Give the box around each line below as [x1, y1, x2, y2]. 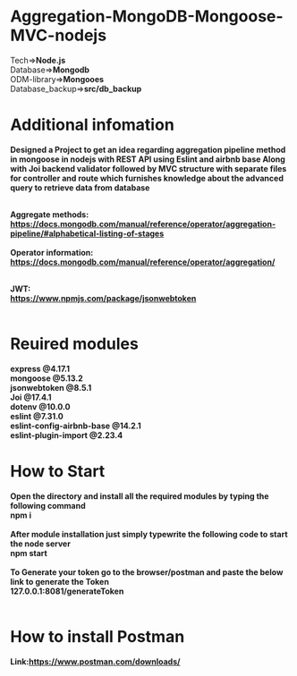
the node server [10, 538, 71, 549]
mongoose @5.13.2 [10, 373, 83, 384]
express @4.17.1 [10, 363, 71, 374]
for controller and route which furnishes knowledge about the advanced [10, 173, 284, 183]
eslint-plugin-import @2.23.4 [10, 429, 123, 440]
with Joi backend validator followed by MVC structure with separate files [10, 163, 287, 173]
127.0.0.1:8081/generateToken [10, 586, 124, 596]
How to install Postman [10, 626, 185, 646]
